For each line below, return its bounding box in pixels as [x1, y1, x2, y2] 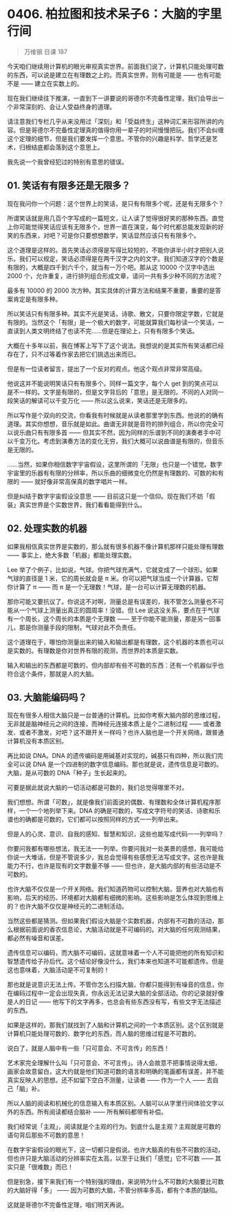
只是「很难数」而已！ [12, 1163, 74, 1171]
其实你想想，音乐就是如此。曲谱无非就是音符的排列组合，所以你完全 [25, 419, 218, 427]
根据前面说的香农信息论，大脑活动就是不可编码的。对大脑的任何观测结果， [12, 925, 224, 933]
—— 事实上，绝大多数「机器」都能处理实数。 [7, 551, 135, 559]
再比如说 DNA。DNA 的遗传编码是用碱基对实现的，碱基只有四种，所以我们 [7, 752, 218, 760]
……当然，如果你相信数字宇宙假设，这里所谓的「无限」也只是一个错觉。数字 [7, 460, 223, 468]
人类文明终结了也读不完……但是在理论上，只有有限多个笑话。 [25, 326, 199, 335]
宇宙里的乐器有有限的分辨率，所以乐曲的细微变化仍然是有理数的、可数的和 [7, 469, 218, 477]
